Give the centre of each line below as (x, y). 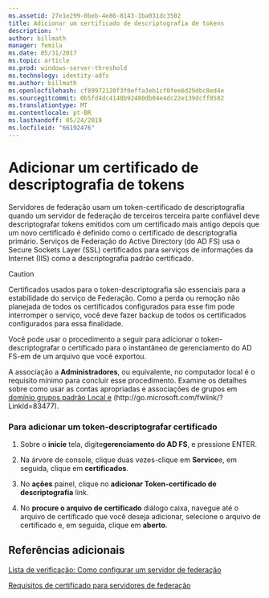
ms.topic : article (39, 61)
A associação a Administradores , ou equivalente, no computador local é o (132, 371)
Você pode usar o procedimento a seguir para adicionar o (104, 339)
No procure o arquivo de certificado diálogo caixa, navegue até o (129, 508)
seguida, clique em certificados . (74, 468)
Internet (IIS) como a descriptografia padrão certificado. (101, 258)
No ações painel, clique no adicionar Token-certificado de (118, 484)
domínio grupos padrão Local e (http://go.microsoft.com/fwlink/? (116, 397)
